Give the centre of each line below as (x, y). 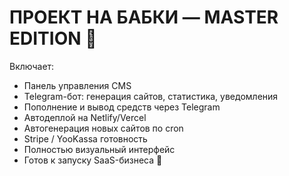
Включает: (32, 66)
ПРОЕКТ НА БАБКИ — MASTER (144, 17)
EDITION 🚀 (53, 38)
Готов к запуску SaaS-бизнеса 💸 (93, 160)
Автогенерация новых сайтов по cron (103, 128)
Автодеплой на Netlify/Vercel (85, 117)
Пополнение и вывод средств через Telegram (122, 107)
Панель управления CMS (77, 85)
